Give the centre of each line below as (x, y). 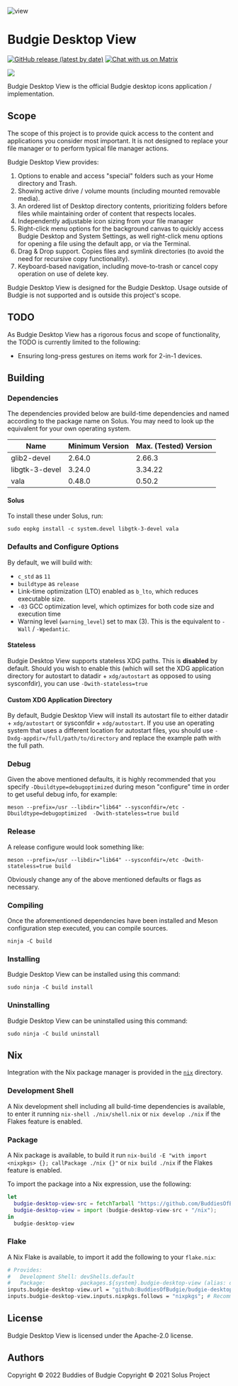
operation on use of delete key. (63, 274)
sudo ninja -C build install (50, 987)
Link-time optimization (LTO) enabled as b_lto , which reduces (108, 591)
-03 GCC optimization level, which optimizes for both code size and (116, 606)
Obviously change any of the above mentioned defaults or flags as (104, 879)
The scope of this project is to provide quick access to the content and (110, 133)
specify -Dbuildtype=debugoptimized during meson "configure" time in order (118, 787)
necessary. (24, 887)
